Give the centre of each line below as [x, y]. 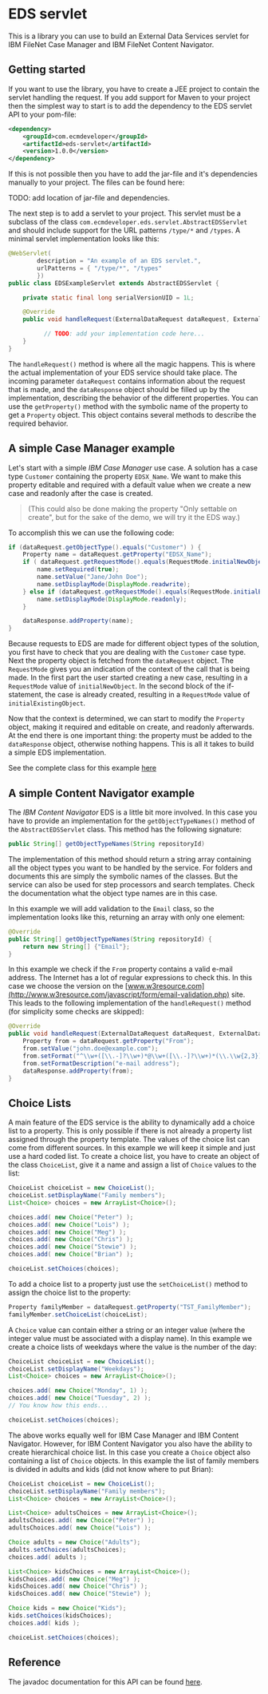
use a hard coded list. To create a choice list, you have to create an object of [134, 1156]
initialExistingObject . [47, 703]
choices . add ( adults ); [48, 1557]
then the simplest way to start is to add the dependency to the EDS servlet [130, 105]
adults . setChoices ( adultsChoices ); [67, 1549]
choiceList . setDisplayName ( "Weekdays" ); [77, 1369]
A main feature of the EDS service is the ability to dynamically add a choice [132, 1122]
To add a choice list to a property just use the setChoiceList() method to [128, 1283]
